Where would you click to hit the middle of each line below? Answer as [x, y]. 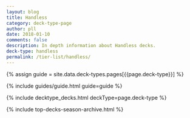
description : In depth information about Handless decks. [81, 46]
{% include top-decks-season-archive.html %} [65, 109]
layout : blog [23, 12]
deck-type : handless [32, 51]
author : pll [21, 29]
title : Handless [27, 18]
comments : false [27, 40]
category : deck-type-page [39, 23]
